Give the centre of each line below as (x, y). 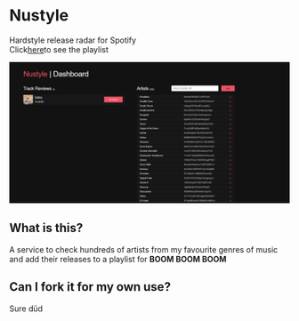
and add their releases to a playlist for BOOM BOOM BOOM (118, 259)
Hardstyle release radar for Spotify (73, 40)
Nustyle (39, 16)
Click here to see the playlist (59, 49)
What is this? (46, 228)
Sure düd (26, 309)
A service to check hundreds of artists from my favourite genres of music (144, 249)
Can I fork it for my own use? (90, 287)
